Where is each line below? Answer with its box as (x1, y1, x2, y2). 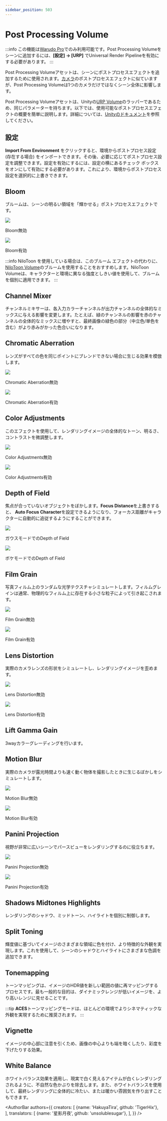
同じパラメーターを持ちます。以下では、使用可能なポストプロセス (13, 104, 149, 110)
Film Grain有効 (5, 636, 35, 642)
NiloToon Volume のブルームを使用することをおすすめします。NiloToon (5, 264, 149, 270)
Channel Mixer (5, 291, 52, 300)
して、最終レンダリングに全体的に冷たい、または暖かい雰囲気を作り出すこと (5, 1088, 162, 1094)
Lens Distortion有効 (5, 711, 45, 717)
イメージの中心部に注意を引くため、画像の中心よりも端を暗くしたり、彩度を (5, 1040, 162, 1046)
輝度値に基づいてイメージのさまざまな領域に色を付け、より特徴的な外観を (5, 941, 158, 947)
